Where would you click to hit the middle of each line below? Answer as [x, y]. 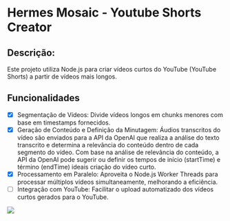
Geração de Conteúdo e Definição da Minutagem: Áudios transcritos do [119, 129]
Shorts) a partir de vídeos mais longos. [62, 76]
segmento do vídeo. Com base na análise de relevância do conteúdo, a [118, 152]
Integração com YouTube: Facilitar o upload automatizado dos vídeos [115, 189]
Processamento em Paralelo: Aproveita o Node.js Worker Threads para [117, 174]
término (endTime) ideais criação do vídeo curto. [86, 167]
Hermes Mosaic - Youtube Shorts [104, 13]
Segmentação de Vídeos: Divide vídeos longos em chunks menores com [120, 114]
